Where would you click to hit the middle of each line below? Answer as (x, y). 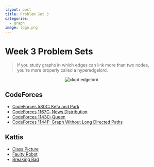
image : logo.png (21, 28)
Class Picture (25, 149)
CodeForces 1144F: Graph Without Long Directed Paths (67, 122)
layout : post (18, 9)
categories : (17, 18)
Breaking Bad (26, 159)
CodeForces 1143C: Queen (39, 117)
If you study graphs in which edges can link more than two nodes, (83, 65)
